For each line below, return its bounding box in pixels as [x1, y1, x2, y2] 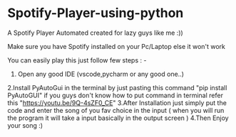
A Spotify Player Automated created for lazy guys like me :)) [7, 28, 183, 37]
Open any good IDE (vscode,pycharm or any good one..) [17, 70, 184, 78]
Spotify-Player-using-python [7, 5, 184, 21]
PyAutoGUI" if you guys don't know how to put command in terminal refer [7, 91, 223, 99]
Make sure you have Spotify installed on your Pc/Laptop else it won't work [7, 42, 226, 50]
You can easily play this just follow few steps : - [7, 55, 147, 65]
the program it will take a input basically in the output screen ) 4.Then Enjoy [7, 114, 230, 122]
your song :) [7, 121, 43, 129]
